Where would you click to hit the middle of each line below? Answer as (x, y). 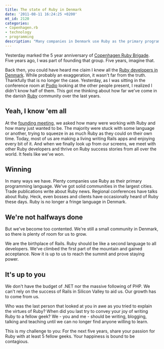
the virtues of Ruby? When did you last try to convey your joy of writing (77, 311)
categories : (17, 23)
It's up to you (25, 275)
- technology (18, 32)
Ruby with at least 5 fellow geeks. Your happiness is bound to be (70, 336)
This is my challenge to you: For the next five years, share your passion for (80, 331)
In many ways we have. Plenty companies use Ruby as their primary (73, 181)
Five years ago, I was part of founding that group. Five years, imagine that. (80, 60)
